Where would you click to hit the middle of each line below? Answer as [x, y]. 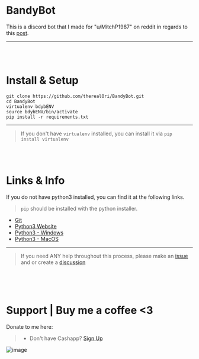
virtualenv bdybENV [30, 107]
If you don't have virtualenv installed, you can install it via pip [97, 134]
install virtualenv [45, 139]
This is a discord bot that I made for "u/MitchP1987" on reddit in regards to [97, 27]
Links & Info [36, 181]
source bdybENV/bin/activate [42, 112]
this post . [17, 33]
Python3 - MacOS [37, 239]
